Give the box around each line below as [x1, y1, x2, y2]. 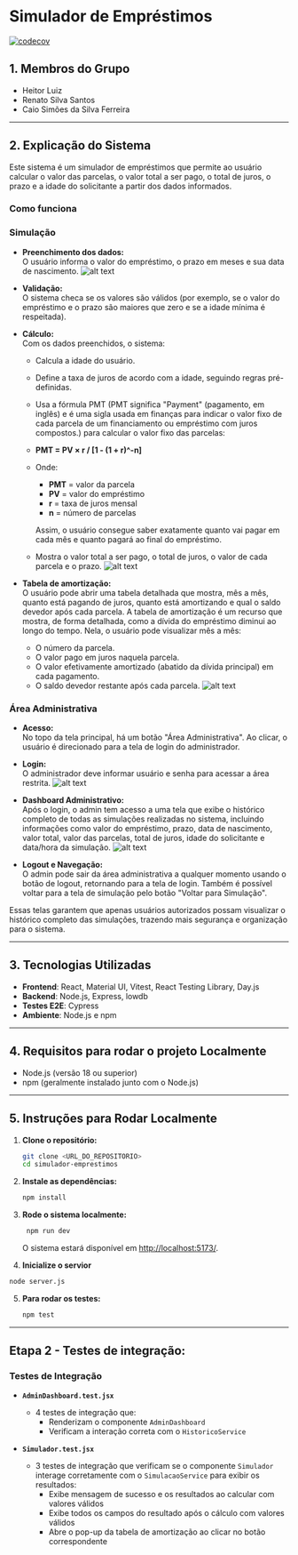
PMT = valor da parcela [48, 478, 136, 490]
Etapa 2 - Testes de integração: [9, 1343, 186, 1359]
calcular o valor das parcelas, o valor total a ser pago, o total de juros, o [9, 171, 271, 181]
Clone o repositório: [21, 1134, 98, 1145]
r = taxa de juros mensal [48, 498, 137, 509]
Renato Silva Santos [21, 94, 96, 105]
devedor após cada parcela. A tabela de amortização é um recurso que [21, 606, 283, 617]
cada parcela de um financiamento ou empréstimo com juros [35, 418, 258, 429]
